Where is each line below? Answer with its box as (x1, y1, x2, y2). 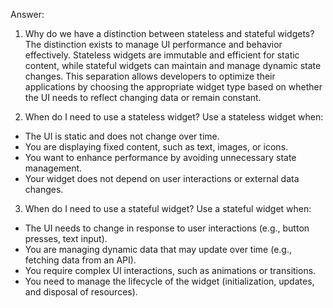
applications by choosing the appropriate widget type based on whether (24, 81, 323, 93)
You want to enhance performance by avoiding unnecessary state (24, 152, 297, 163)
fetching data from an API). (24, 254, 137, 266)
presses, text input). (24, 233, 108, 244)
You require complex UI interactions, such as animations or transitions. (24, 265, 317, 276)
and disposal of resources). (24, 286, 138, 298)
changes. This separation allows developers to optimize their (24, 70, 276, 82)
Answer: (10, 9, 45, 20)
